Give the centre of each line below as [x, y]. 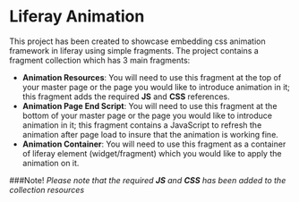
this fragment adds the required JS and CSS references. [126, 97]
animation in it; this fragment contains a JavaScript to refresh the [142, 125]
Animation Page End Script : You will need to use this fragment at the [149, 105]
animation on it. [51, 163]
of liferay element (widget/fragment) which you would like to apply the [152, 153]
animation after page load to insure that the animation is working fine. [150, 134]
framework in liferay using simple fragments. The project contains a [134, 50]
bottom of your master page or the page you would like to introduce [147, 115]
